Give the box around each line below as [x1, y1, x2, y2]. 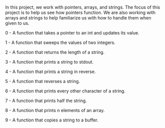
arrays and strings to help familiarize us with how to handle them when [5, 15, 151, 20]
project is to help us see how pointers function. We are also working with [5, 9, 155, 15]
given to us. [5, 20, 30, 26]
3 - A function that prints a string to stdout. [5, 59, 94, 64]
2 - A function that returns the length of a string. [5, 49, 105, 55]
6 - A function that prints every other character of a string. [5, 88, 126, 94]
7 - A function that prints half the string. [5, 97, 87, 103]
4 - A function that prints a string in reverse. [5, 68, 96, 74]
